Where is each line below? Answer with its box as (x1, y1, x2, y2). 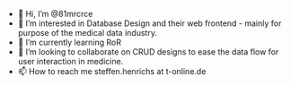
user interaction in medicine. (17, 56, 124, 66)
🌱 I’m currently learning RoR (17, 37, 122, 47)
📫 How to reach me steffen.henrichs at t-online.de (17, 66, 207, 76)
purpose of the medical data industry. (17, 28, 157, 38)
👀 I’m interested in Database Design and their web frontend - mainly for (17, 18, 282, 29)
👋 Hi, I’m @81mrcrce (17, 9, 93, 19)
